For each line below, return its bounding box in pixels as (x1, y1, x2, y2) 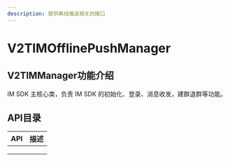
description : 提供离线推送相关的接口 (7, 10, 106, 17)
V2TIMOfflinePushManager (7, 40, 171, 56)
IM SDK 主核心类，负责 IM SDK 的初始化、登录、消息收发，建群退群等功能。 (7, 89, 227, 98)
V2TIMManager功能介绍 (7, 70, 114, 82)
